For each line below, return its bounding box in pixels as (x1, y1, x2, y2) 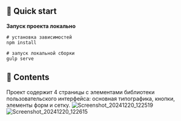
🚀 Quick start (6, 6, 57, 16)
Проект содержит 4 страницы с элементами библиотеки (6, 88, 155, 95)
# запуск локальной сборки (6, 50, 75, 56)
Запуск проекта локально (6, 22, 76, 29)
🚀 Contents (6, 72, 50, 82)
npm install (6, 39, 37, 46)
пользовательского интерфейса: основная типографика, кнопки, (6, 95, 176, 102)
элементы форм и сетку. (6, 101, 71, 109)
